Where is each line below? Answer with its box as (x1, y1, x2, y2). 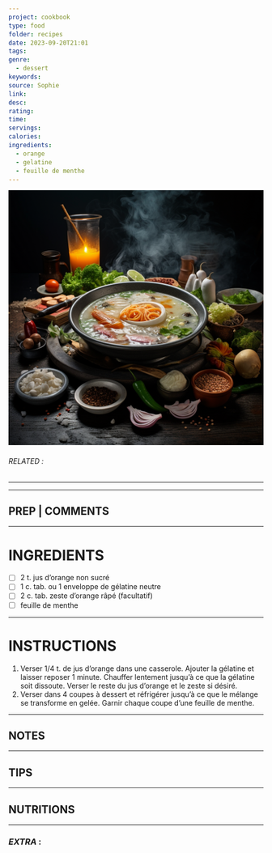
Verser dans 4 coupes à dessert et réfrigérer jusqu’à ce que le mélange (19, 689, 259, 699)
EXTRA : (8, 836, 42, 847)
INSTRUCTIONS (8, 636, 117, 655)
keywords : (8, 73, 42, 81)
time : (8, 116, 27, 124)
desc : (8, 98, 27, 107)
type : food (8, 21, 45, 30)
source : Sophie (8, 81, 60, 89)
